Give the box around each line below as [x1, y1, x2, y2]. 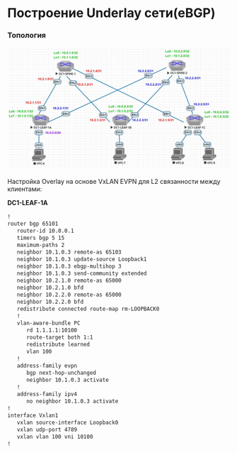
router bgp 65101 [7, 220, 59, 227]
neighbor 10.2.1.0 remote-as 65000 [16, 277, 122, 284]
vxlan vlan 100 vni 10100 [16, 433, 93, 440]
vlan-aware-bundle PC [16, 320, 81, 327]
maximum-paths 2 [16, 241, 65, 249]
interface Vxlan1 [7, 412, 59, 419]
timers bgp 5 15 [16, 234, 65, 241]
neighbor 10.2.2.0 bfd [16, 298, 83, 305]
